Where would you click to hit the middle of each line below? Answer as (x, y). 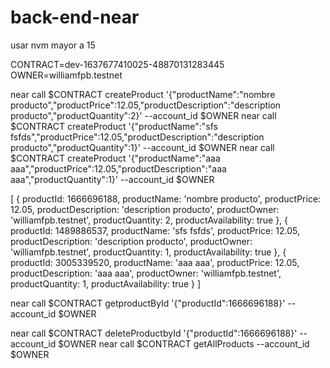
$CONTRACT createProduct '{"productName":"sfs (114, 126)
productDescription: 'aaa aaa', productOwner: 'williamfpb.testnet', (146, 273)
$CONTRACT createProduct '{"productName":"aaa (115, 158)
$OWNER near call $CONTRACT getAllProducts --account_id (184, 343)
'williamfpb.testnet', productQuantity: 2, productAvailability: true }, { (149, 220)
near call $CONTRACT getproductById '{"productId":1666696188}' (148, 303)
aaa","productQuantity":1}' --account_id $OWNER (112, 179)
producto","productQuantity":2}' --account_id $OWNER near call (143, 115)
